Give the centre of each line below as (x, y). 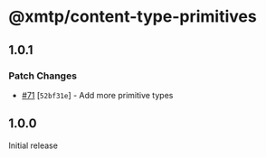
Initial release (33, 145)
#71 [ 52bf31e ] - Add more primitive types (97, 95)
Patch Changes (43, 76)
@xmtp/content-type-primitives (133, 17)
